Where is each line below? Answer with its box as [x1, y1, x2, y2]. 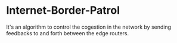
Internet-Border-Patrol [6, 4, 120, 17]
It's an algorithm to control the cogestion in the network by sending [6, 23, 172, 30]
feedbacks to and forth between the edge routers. [6, 29, 129, 36]
